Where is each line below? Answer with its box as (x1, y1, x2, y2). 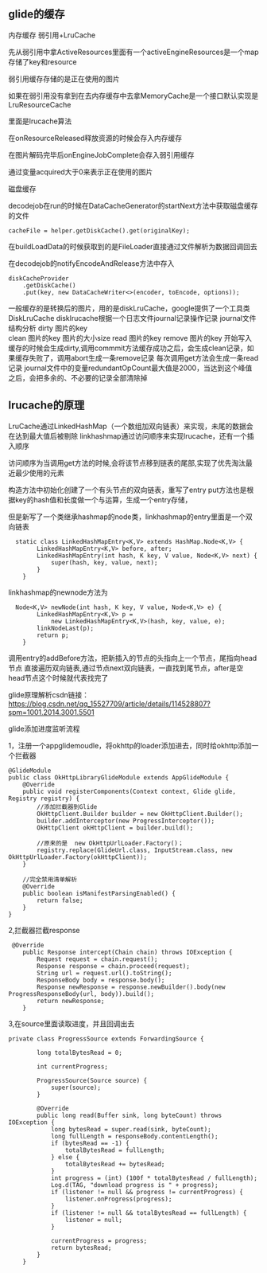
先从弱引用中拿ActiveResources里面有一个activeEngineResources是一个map (8, 47, 259, 57)
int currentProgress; (37, 1062, 109, 1071)
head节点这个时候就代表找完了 (8, 673, 109, 682)
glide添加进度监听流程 (8, 724, 81, 733)
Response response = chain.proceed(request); (37, 962, 191, 970)
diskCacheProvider (8, 274, 69, 283)
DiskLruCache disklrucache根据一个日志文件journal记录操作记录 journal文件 (8, 313, 257, 322)
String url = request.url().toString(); (37, 969, 172, 977)
